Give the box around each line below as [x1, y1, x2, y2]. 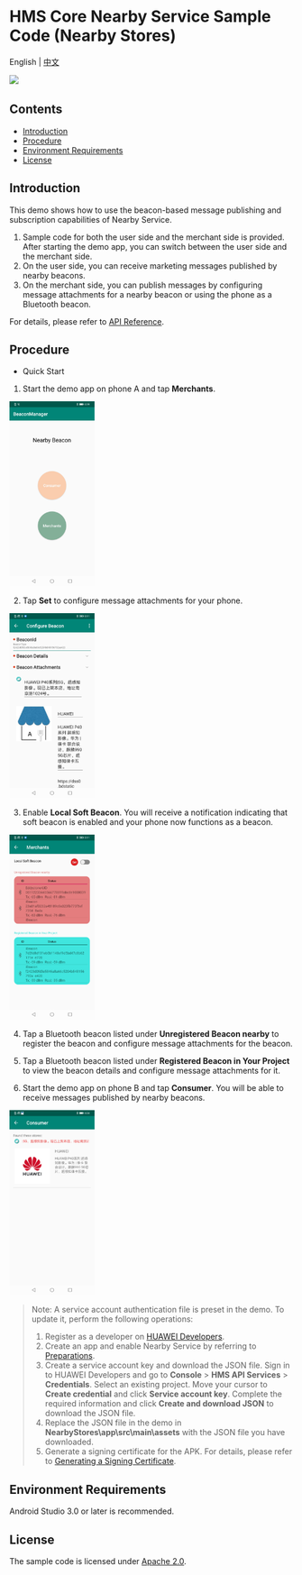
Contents [9, 102, 63, 117]
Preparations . [44, 1351, 96, 1361]
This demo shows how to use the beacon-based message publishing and [9, 205, 282, 215]
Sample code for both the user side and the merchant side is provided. [22, 232, 286, 243]
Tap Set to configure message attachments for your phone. [22, 595, 243, 606]
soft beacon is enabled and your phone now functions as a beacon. [22, 817, 273, 828]
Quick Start [22, 366, 65, 377]
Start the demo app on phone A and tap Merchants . [22, 383, 216, 394]
